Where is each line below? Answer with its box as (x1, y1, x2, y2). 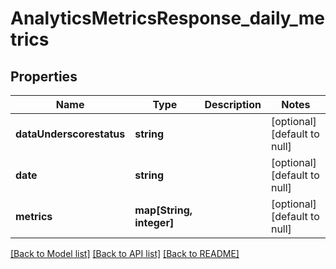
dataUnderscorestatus (15, 127, 126, 141)
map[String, (134, 203, 193, 217)
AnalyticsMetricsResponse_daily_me (10, 7, 325, 30)
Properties (10, 68, 78, 85)
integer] (134, 216, 175, 229)
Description (204, 98, 262, 111)
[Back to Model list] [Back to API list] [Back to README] (10, 248, 240, 259)
